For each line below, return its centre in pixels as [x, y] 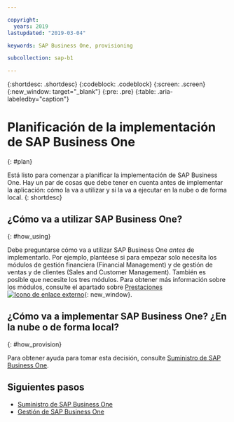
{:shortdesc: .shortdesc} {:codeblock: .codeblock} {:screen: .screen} [106, 84]
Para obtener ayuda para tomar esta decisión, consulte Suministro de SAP [114, 358]
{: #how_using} [29, 236]
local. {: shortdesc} [35, 197]
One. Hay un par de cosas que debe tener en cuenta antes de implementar [115, 183]
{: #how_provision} [34, 344]
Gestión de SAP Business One [61, 412]
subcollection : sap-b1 [40, 58]
